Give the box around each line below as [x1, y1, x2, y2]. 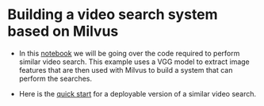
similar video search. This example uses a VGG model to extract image [18, 57, 251, 66]
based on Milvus [7, 22, 119, 40]
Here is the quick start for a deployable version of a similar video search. [18, 89, 257, 98]
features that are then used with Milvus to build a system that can [18, 65, 233, 74]
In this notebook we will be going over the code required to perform [18, 48, 240, 58]
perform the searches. [18, 74, 93, 83]
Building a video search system [7, 6, 219, 24]
